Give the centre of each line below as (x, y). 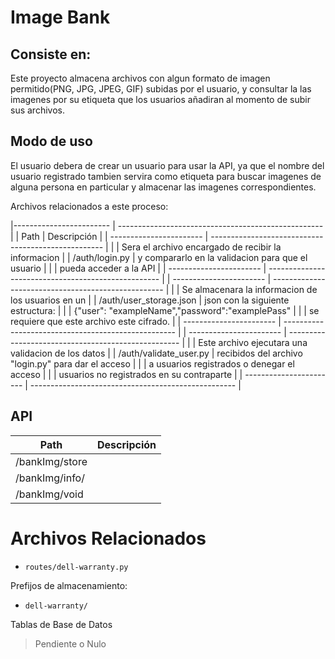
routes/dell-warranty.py (76, 567)
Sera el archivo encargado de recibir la (201, 247)
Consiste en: (51, 54)
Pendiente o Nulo (70, 643)
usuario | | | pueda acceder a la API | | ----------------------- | (138, 268)
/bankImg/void (49, 494)
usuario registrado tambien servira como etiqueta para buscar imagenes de (166, 176)
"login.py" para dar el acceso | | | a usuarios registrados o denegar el (152, 363)
